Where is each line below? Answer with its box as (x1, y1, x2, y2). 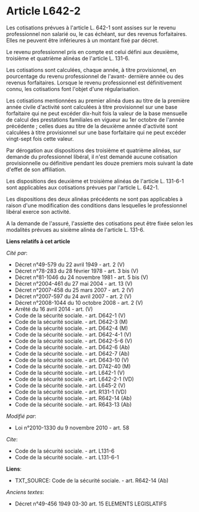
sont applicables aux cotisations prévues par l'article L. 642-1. (6, 184, 160, 191)
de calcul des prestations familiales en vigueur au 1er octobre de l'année (6, 116, 185, 123)
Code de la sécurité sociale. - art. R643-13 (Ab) (14, 401, 132, 408)
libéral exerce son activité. (6, 208, 71, 215)
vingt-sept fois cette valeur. (6, 135, 74, 142)
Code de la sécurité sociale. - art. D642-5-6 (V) (14, 337, 133, 344)
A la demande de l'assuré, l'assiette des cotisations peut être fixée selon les (6, 220, 193, 227)
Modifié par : (6, 412, 37, 420)
